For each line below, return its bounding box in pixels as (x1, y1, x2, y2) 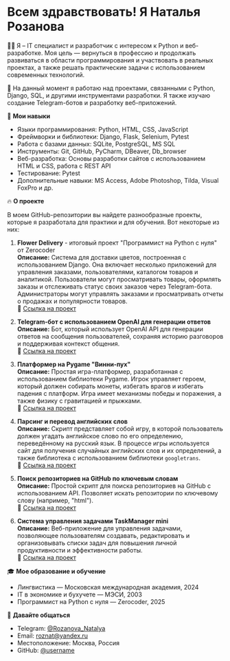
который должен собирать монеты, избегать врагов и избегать (16, 382, 204, 390)
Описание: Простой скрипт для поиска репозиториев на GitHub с (16, 482, 211, 490)
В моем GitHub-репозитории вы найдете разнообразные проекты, (7, 210, 203, 219)
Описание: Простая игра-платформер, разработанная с (16, 367, 183, 375)
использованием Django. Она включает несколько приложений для (16, 260, 217, 269)
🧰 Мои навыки (7, 111, 50, 120)
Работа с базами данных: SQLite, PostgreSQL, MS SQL (16, 139, 176, 148)
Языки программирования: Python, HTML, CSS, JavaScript (16, 125, 189, 133)
